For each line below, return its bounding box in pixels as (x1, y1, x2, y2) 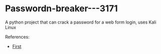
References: (5, 34, 29, 40)
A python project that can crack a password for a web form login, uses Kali (5, 19, 157, 25)
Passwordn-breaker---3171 (5, 3, 118, 14)
